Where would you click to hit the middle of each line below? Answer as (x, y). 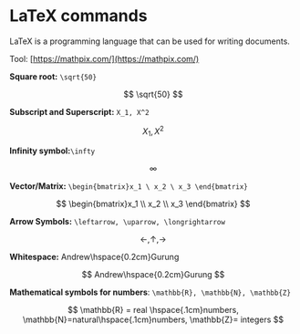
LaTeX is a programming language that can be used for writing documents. (150, 41)
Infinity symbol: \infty (52, 151)
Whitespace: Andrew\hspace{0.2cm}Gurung (94, 257)
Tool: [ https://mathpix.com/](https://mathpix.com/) (104, 58)
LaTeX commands (78, 16)
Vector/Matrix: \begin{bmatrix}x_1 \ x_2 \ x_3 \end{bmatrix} (129, 186)
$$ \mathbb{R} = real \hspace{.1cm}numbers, (153, 310)
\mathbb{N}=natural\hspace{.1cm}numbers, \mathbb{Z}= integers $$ (153, 319)
